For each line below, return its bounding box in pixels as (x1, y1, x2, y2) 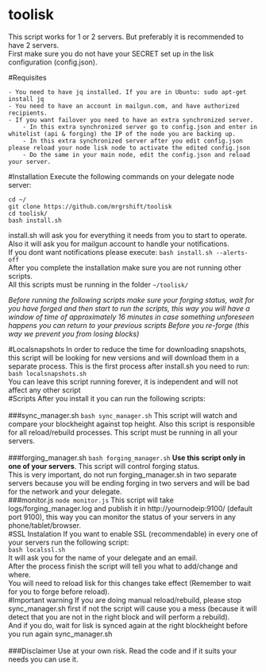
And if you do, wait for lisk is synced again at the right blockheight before (8, 620, 249, 630)
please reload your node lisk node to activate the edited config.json (8, 143, 250, 152)
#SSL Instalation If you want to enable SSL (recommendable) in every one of (8, 529, 258, 538)
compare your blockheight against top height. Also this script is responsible (8, 419, 256, 428)
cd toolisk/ (8, 209, 48, 217)
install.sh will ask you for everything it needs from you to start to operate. (8, 230, 248, 240)
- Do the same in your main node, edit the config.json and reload (22, 150, 250, 158)
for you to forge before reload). (8, 587, 110, 596)
